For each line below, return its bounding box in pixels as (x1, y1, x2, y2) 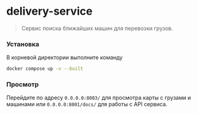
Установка (6, 40, 40, 48)
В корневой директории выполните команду (6, 54, 123, 61)
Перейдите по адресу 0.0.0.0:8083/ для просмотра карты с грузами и (6, 94, 191, 102)
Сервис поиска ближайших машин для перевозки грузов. (21, 25, 173, 32)
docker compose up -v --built (6, 66, 84, 72)
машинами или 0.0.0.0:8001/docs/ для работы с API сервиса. (6, 101, 168, 108)
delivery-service (6, 4, 93, 18)
